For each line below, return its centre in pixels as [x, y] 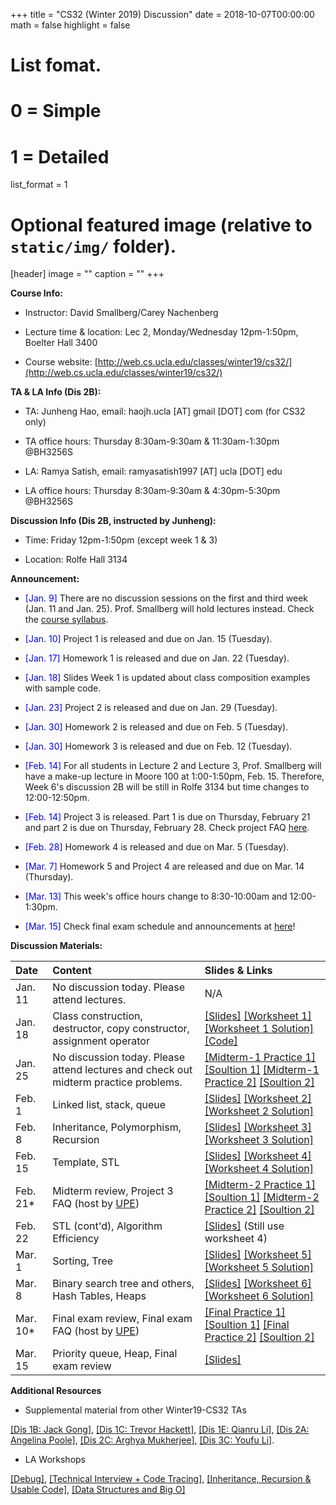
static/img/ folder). [93, 246]
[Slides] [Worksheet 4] [258, 1156]
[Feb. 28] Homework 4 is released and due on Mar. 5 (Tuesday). [157, 847]
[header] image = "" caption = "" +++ [87, 274]
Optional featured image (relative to [161, 225]
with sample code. [63, 688]
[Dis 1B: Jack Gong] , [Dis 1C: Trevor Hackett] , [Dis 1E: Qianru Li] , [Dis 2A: [160, 1430]
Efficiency [76, 1239]
